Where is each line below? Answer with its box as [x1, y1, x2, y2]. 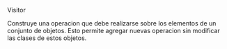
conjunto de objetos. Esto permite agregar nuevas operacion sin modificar [7, 27, 221, 35]
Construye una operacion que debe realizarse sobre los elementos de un [7, 19, 217, 27]
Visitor [7, 6, 26, 14]
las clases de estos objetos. [7, 34, 87, 42]
